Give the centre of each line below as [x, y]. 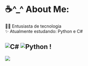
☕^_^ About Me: [37, 9]
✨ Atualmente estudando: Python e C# [44, 31]
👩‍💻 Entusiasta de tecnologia [33, 26]
